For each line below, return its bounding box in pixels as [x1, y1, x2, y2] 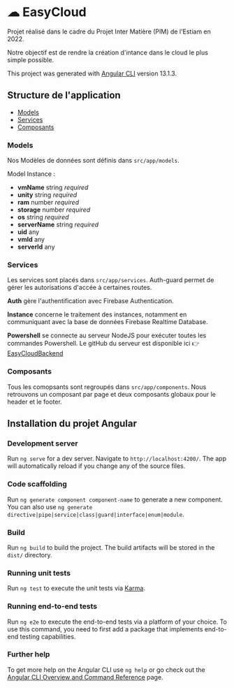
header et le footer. [7, 397, 63, 406]
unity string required [17, 191, 78, 199]
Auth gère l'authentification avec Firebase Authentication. [7, 297, 175, 305]
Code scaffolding [7, 479, 68, 489]
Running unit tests [7, 568, 71, 578]
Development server [7, 438, 78, 448]
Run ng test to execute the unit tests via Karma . [7, 584, 145, 592]
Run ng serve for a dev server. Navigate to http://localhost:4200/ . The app [7, 455, 227, 463]
